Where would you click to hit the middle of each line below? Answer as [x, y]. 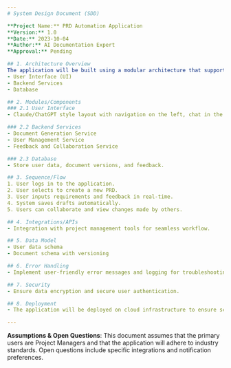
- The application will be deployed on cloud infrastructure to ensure [112, 310]
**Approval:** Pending [40, 52]
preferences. [25, 358]
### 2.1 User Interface [41, 108]
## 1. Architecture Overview [49, 64]
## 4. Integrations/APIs [43, 222]
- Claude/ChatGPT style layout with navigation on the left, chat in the [115, 115]
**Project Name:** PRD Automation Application [75, 26]
